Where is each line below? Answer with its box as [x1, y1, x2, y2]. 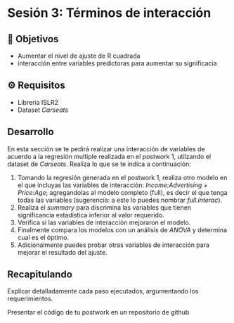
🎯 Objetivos [7, 33, 59, 45]
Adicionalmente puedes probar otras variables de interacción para [17, 241, 209, 249]
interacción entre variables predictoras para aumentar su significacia [17, 59, 217, 68]
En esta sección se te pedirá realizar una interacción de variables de [7, 144, 205, 153]
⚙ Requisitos [7, 80, 65, 91]
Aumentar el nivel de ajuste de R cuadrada [17, 51, 141, 60]
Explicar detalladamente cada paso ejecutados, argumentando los [7, 287, 199, 296]
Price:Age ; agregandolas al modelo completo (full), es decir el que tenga [17, 188, 228, 196]
